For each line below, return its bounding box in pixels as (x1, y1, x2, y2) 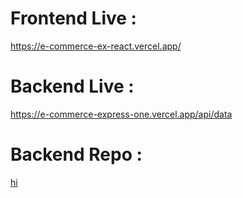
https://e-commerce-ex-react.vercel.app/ (10, 40, 182, 52)
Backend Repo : (10, 143, 143, 166)
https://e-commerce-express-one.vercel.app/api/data (10, 108, 233, 120)
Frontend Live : (10, 7, 137, 30)
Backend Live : (10, 75, 135, 98)
